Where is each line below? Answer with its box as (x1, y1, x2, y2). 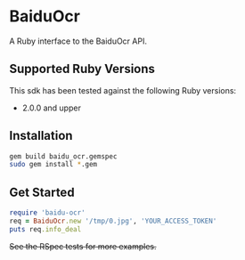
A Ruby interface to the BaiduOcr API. (9, 36, 147, 46)
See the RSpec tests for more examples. (9, 240, 157, 251)
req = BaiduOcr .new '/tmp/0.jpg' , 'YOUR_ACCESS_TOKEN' (9, 216, 217, 225)
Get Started (9, 184, 75, 199)
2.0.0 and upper (21, 102, 82, 113)
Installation (9, 128, 73, 143)
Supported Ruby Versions (9, 61, 156, 77)
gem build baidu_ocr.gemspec (9, 151, 118, 161)
